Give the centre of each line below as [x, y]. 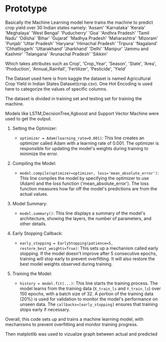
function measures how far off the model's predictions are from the [88, 188]
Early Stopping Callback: [37, 233]
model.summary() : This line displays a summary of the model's [83, 213]
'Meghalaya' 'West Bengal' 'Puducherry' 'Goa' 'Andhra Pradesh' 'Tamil [77, 33]
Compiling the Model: [34, 163]
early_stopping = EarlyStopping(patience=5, [66, 243]
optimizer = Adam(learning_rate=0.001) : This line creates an [82, 138]
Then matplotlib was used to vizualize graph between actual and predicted [81, 334]
